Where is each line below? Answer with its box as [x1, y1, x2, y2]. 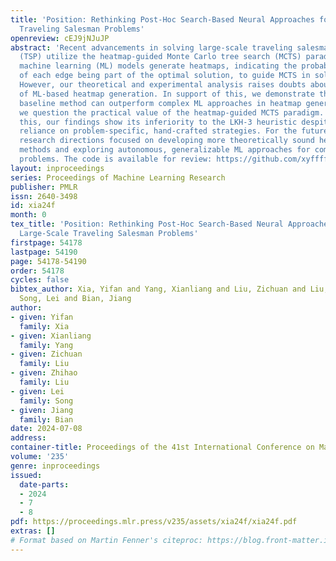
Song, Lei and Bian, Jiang [19, 294, 132, 304]
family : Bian [19, 414, 74, 425]
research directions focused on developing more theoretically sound [19, 136, 315, 146]
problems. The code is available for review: [19, 154, 213, 164]
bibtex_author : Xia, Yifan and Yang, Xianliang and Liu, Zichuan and [10, 284, 307, 295]
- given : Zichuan [10, 349, 83, 360]
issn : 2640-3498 [10, 191, 78, 201]
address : [10, 433, 47, 443]
